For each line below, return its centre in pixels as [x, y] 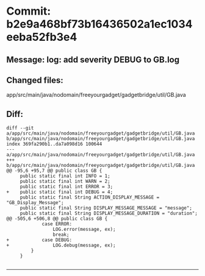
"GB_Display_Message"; [35, 203]
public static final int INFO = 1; [65, 176]
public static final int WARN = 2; [65, 182]
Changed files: [35, 80]
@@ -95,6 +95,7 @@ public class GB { [54, 171]
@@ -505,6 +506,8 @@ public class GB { [57, 219]
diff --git [20, 128]
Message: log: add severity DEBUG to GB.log [93, 59]
